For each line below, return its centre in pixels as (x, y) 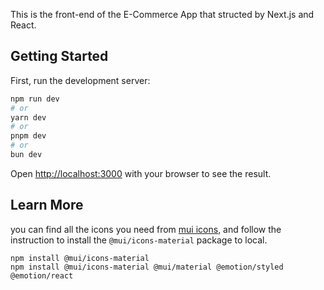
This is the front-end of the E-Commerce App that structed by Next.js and (162, 14)
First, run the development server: (80, 80)
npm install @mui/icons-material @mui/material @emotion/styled (147, 267)
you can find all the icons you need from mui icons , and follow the (146, 229)
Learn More (47, 205)
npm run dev (35, 99)
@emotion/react (42, 275)
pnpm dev (28, 136)
